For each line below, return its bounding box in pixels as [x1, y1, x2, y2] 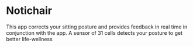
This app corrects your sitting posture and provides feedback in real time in [6, 23, 188, 30]
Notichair [6, 4, 53, 17]
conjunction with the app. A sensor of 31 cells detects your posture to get [6, 29, 183, 36]
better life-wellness [6, 35, 53, 42]
